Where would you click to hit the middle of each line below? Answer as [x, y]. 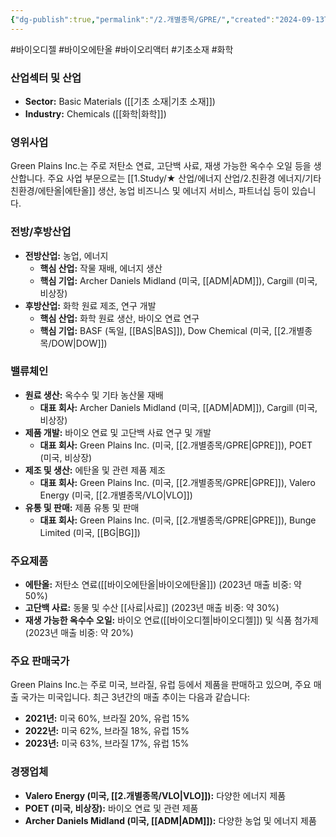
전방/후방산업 [41, 232]
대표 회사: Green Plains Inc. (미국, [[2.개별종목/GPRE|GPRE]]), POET [176, 445]
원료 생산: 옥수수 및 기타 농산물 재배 [94, 395]
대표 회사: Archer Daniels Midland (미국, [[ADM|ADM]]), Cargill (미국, [178, 407]
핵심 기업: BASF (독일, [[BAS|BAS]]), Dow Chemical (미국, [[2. [164, 330]
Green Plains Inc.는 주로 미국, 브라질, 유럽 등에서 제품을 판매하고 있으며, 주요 [161, 685]
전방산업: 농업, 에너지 [66, 255]
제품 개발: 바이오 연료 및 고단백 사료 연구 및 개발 [118, 432]
